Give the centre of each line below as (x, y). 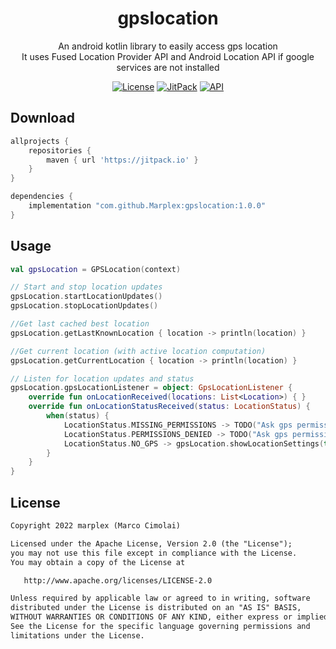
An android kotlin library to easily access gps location (168, 46)
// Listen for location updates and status (102, 378)
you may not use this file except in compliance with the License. (154, 553)
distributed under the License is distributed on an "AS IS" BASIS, (156, 608)
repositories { (60, 150)
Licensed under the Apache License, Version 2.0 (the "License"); (151, 543)
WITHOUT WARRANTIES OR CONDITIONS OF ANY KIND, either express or (151, 617)
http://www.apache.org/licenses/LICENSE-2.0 (118, 580)
